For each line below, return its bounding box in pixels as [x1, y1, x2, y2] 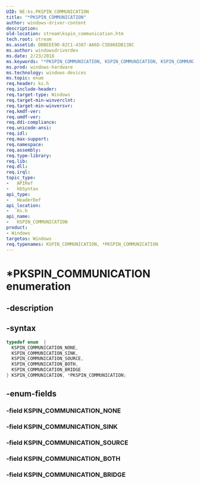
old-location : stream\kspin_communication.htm [6, 31, 124, 37]
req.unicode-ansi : [6, 125, 52, 131]
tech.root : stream [6, 36, 52, 42]
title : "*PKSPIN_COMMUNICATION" [6, 14, 86, 20]
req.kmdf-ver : [6, 108, 42, 114]
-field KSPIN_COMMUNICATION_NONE [6, 407, 121, 415]
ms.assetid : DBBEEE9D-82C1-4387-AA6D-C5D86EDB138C [6, 42, 135, 48]
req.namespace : [6, 141, 44, 148]
